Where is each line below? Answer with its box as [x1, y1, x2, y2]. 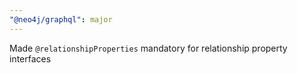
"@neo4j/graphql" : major [9, 14, 113, 25]
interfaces [9, 52, 52, 65]
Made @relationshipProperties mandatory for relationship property [9, 42, 288, 54]
